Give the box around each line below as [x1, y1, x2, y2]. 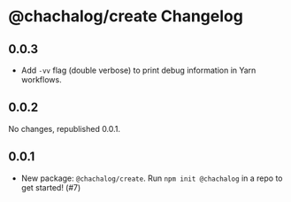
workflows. [20, 74, 63, 85]
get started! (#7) [20, 182, 81, 192]
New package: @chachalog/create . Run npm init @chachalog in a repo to [20, 173, 283, 183]
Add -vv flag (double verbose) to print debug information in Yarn [20, 65, 257, 75]
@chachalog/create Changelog [8, 6, 244, 27]
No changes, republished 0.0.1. [8, 123, 121, 134]
